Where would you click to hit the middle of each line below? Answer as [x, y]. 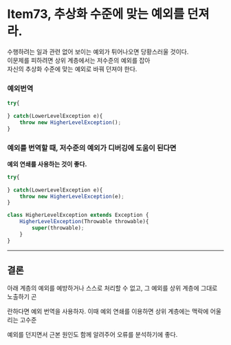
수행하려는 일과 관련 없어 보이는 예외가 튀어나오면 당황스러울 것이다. [98, 52]
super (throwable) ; [58, 228]
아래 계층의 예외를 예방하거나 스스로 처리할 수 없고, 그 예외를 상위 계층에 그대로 [112, 288]
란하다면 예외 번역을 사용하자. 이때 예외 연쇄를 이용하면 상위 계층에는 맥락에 [108, 311]
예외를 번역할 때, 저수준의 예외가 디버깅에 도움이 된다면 [92, 147]
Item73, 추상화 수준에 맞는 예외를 [96, 14]
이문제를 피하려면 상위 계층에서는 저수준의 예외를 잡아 [79, 60]
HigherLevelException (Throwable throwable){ [84, 222]
